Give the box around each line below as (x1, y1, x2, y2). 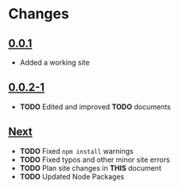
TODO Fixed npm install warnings (19, 146, 134, 156)
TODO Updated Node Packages (19, 171, 125, 181)
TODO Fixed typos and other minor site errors (19, 155, 170, 164)
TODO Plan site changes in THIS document (19, 163, 161, 172)
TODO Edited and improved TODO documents (19, 101, 171, 112)
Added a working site (19, 57, 90, 67)
